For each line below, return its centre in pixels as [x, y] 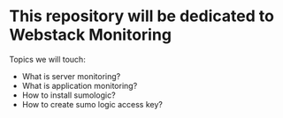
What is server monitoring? [71, 76]
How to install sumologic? [69, 95]
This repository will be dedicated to [141, 16]
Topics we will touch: [47, 59]
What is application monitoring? [80, 85]
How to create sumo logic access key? [92, 104]
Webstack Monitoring [91, 35]
